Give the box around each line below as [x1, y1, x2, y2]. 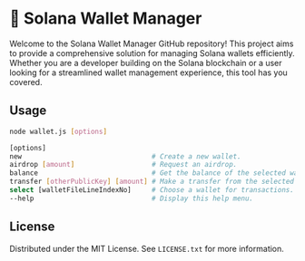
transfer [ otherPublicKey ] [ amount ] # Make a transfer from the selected [9, 177, 295, 187]
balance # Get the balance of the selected [9, 169, 286, 178]
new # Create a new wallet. [9, 151, 242, 161]
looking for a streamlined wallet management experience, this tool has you [9, 67, 288, 78]
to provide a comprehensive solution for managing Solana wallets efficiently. [9, 47, 295, 58]
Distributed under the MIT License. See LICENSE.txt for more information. [9, 243, 284, 254]
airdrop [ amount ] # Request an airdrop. [9, 160, 238, 169]
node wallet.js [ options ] [9, 127, 107, 136]
